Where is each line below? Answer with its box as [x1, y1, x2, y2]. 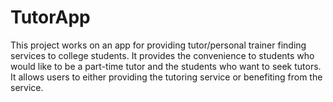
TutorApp [10, 6, 91, 29]
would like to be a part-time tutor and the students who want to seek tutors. [10, 60, 322, 72]
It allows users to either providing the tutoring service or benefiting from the [10, 71, 323, 83]
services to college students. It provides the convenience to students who [10, 49, 315, 61]
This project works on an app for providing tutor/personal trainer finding [10, 39, 307, 51]
